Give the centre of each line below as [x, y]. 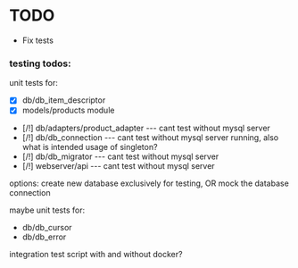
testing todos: [40, 63]
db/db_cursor [47, 228]
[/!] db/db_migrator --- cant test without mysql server [120, 156]
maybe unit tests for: [47, 210]
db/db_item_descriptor [64, 100]
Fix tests [37, 40]
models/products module [68, 110]
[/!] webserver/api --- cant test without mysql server [119, 166]
